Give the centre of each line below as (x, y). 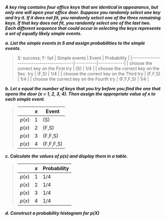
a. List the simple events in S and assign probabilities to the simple (75, 43)
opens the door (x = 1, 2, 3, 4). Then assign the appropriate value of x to (81, 94)
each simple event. (25, 99)
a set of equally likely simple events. (44, 33)
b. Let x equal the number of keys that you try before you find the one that (83, 88)
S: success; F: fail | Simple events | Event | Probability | (73, 58)
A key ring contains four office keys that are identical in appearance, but (82, 7)
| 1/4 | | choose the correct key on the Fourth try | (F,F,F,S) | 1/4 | (83, 79)
